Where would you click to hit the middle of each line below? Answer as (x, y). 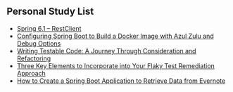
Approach (31, 73)
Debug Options (39, 43)
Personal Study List (50, 12)
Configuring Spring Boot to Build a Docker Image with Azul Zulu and (115, 36)
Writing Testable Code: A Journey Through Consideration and (106, 51)
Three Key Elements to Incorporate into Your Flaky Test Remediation (116, 65)
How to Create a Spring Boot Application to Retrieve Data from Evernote (121, 81)
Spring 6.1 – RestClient (49, 28)
